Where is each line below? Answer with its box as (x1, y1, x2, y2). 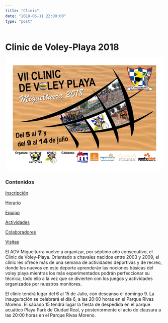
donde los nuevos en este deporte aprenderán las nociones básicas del (5, 264, 153, 270)
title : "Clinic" (5, 8, 39, 13)
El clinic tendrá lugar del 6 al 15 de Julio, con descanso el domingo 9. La (5, 291, 154, 297)
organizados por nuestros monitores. (5, 281, 82, 287)
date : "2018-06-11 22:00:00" (5, 13, 66, 19)
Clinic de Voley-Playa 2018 (5, 41, 119, 53)
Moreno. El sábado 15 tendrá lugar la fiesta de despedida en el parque (5, 301, 151, 307)
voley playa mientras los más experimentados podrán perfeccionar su (5, 270, 150, 276)
